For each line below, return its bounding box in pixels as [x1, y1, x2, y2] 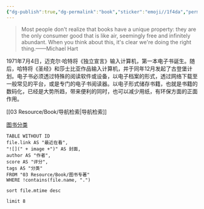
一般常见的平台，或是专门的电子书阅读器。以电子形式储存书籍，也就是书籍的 [6, 80, 198, 87]
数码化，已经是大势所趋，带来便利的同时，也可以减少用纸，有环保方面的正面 [6, 87, 198, 95]
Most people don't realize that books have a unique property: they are [21, 25, 196, 33]
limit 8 [6, 198, 26, 204]
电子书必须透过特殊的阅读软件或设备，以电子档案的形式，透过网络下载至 [16, 72, 198, 79]
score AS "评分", [6, 159, 49, 165]
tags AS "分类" [6, 165, 43, 171]
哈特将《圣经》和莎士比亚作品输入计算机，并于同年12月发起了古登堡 [16, 65, 188, 72]
